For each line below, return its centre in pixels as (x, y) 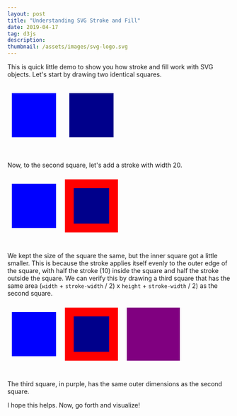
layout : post (27, 14)
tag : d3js (22, 34)
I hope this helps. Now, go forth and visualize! (74, 405)
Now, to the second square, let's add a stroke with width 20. (95, 165)
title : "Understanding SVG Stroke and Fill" (74, 21)
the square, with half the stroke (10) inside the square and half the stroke (113, 271)
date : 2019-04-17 (33, 27)
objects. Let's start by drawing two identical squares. (85, 74)
